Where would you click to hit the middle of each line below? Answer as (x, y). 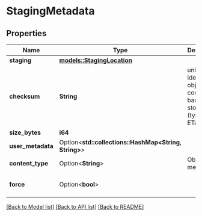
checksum (25, 96)
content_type (29, 163)
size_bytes (25, 132)
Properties (26, 33)
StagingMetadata (50, 11)
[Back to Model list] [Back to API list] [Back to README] (75, 207)
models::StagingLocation (96, 60)
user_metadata (32, 146)
